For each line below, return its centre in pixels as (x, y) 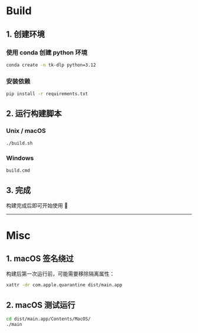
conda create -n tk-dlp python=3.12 (51, 65)
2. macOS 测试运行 (41, 305)
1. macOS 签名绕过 (40, 259)
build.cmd (18, 170)
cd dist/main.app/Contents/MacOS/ (49, 319)
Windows (20, 158)
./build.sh (19, 143)
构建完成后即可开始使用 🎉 (37, 205)
